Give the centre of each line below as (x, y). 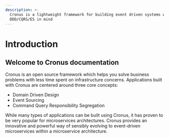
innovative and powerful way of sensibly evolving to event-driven (73, 126)
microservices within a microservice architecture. (56, 131)
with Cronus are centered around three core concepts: (62, 85)
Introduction (32, 44)
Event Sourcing (28, 100)
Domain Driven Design (36, 95)
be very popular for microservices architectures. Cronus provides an (76, 120)
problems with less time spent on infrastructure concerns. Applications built (84, 80)
